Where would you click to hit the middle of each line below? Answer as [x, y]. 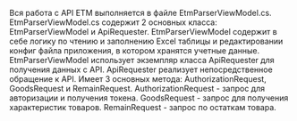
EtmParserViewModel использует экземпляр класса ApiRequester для [142, 60]
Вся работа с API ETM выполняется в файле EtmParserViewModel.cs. [140, 13]
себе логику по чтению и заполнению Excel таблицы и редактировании [146, 41]
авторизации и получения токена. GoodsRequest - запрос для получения [149, 98]
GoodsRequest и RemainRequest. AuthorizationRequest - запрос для [137, 89]
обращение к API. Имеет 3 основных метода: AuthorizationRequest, [138, 79]
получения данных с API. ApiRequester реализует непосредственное [141, 69]
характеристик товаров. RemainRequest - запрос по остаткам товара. [143, 107]
